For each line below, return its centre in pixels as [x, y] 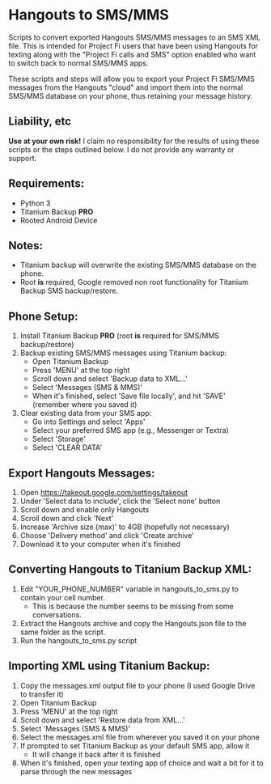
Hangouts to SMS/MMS [89, 15]
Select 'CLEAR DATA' [67, 447]
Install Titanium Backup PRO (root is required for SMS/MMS [120, 336]
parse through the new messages [76, 771]
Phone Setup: [43, 316]
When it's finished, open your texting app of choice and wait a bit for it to [142, 763]
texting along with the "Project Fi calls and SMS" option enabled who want [132, 54]
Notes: [25, 246]
